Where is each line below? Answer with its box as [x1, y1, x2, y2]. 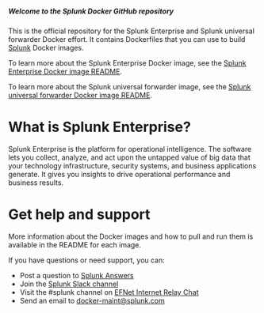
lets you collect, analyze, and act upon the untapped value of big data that [8, 153, 251, 162]
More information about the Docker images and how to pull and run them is [8, 232, 254, 241]
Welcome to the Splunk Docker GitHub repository [8, 6, 174, 16]
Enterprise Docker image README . [8, 66, 123, 76]
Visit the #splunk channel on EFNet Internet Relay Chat [19, 287, 200, 296]
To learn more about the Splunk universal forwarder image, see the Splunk [8, 81, 251, 91]
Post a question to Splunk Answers [19, 270, 134, 280]
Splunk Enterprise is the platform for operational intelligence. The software [8, 144, 252, 153]
